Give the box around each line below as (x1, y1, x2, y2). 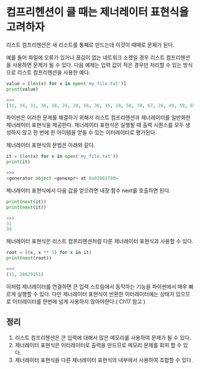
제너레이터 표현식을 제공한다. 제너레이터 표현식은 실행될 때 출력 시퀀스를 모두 (6, 122, 185, 129)
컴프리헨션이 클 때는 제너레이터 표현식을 (6, 5, 189, 19)
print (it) (6, 159, 31, 165)
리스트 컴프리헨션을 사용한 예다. (17, 69, 90, 76)
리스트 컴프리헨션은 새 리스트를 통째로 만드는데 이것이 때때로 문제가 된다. (6, 41, 174, 48)
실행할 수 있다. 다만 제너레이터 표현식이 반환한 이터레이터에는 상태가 (17, 290, 174, 297)
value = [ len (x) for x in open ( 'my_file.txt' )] (6, 80, 127, 86)
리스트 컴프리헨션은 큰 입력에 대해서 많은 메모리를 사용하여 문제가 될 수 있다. (14, 334, 192, 341)
